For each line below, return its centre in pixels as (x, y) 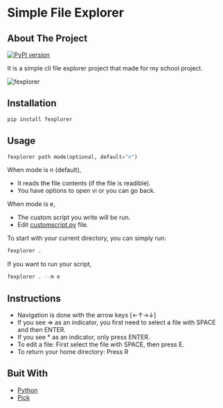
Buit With (28, 374)
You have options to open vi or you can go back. (86, 191)
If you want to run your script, (50, 264)
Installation (32, 103)
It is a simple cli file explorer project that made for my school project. (105, 68)
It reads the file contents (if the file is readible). (84, 183)
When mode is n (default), (44, 170)
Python (27, 390)
